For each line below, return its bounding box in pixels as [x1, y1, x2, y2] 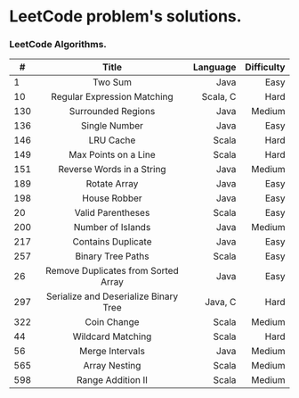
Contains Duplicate [72, 236, 152, 248]
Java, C [204, 296, 237, 309]
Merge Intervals [78, 345, 145, 358]
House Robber [81, 192, 142, 204]
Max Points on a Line [68, 149, 156, 162]
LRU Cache [88, 134, 136, 146]
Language [192, 61, 237, 73]
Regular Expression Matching [51, 91, 174, 104]
